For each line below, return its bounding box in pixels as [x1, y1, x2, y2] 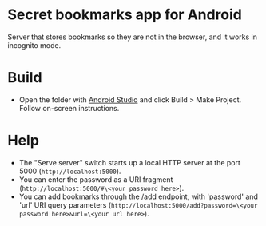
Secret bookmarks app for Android [7, 6, 243, 24]
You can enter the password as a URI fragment [18, 174, 173, 184]
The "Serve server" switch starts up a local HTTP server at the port [18, 157, 241, 167]
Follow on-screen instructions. [18, 103, 120, 113]
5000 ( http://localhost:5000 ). [18, 166, 121, 176]
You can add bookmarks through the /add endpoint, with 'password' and [18, 192, 259, 201]
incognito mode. [7, 40, 62, 50]
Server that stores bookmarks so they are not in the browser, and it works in [7, 32, 257, 42]
